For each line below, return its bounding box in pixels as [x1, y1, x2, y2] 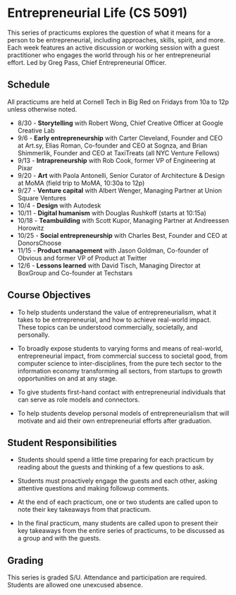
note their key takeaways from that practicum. [17, 505, 151, 514]
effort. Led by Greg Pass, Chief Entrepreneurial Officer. [7, 58, 167, 66]
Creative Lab [17, 126, 55, 135]
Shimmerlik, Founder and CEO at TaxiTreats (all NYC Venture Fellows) [17, 148, 220, 157]
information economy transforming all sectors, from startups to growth [17, 366, 223, 375]
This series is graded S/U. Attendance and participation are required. [7, 573, 207, 582]
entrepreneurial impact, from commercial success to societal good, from [17, 351, 228, 360]
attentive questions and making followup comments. [17, 484, 170, 493]
